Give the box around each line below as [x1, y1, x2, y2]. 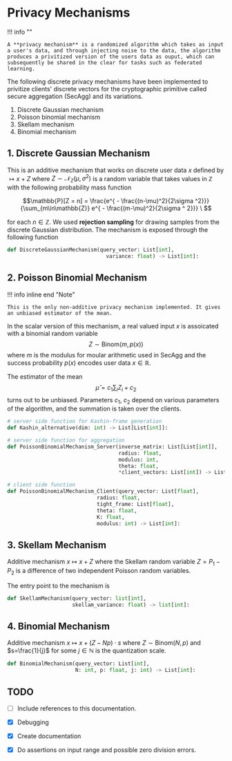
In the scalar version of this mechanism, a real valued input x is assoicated [7, 321, 219, 330]
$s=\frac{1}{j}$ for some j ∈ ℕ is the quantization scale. [7, 646, 167, 655]
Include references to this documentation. [17, 704, 137, 713]
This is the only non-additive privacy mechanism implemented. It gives [7, 303, 221, 310]
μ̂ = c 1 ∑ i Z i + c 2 [95, 383, 137, 393]
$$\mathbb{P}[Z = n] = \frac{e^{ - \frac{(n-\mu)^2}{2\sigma [22, 197, 194, 205]
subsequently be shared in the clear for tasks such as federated [7, 59, 202, 66]
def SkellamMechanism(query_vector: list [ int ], [7, 594, 147, 602]
